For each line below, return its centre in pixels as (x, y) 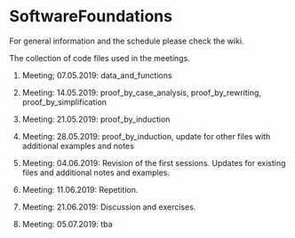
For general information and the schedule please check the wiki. (127, 41)
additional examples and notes (78, 146)
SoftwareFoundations (91, 16)
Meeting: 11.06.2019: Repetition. (80, 189)
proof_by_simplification (64, 102)
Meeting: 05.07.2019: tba (67, 224)
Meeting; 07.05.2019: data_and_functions (97, 75)
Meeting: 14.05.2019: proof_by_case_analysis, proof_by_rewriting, (142, 92)
